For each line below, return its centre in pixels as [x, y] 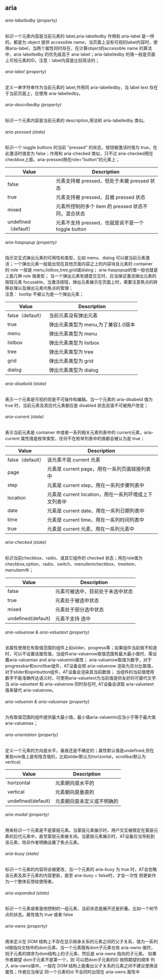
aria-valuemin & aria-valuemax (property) [47, 702]
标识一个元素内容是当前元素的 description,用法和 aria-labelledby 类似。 [76, 120]
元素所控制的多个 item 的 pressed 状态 [99, 207]
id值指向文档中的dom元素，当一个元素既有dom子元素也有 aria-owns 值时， [80, 947]
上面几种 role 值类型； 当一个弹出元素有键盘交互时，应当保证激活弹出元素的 [81, 276]
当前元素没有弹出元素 [73, 316]
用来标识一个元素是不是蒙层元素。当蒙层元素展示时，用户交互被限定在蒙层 [79, 830]
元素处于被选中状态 [77, 601]
